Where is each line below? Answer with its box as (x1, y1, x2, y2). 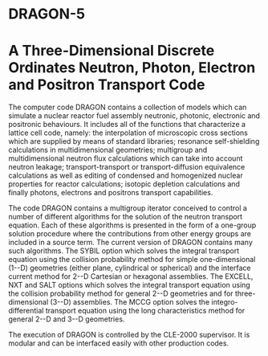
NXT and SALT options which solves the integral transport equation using (8, 280, 250, 290)
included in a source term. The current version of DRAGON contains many (8, 238, 253, 248)
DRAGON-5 (8, 5, 86, 23)
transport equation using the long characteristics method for (45, 306, 246, 316)
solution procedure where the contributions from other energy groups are (8, 229, 251, 239)
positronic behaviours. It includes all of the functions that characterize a (8, 120, 246, 129)
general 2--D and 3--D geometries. (8, 314, 125, 324)
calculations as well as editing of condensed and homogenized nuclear (8, 170, 243, 181)
